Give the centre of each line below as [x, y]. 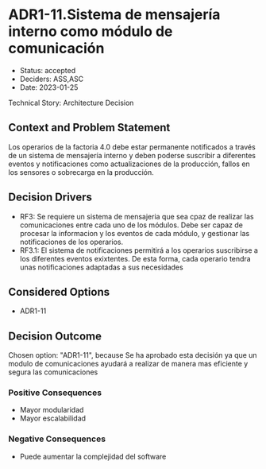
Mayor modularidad [52, 410]
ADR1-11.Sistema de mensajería [114, 15]
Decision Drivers [50, 198]
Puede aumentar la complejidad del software [93, 456]
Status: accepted [48, 70]
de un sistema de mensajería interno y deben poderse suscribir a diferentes [132, 155]
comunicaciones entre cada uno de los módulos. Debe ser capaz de [131, 225]
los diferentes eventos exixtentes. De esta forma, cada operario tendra [135, 258]
